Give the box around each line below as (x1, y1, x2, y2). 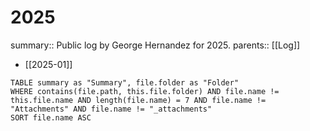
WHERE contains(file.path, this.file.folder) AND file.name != (10, 86, 280, 96)
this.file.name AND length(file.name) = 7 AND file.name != (10, 95, 267, 105)
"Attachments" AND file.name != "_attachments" (10, 104, 213, 114)
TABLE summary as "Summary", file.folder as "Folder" (10, 77, 240, 88)
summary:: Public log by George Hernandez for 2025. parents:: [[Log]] (10, 39, 301, 51)
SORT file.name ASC (10, 112, 92, 123)
